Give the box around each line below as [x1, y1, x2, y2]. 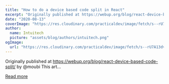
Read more [5, 73, 28, 79]
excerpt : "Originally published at [5, 12, 80, 17]
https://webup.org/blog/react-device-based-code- [52, 58, 158, 64]
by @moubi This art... [17, 63, 61, 69]
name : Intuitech [10, 30, 44, 35]
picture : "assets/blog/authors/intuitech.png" [10, 35, 109, 40]
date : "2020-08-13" [5, 16, 46, 21]
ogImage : [5, 40, 24, 45]
